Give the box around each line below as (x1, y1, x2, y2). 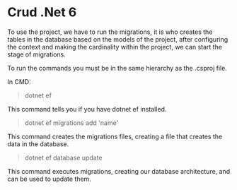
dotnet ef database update (24, 153, 103, 162)
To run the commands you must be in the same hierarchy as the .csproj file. (7, 64, 228, 72)
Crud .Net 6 (7, 4, 77, 20)
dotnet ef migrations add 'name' (24, 118, 119, 127)
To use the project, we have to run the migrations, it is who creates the (7, 28, 213, 36)
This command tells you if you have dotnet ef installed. (7, 105, 167, 113)
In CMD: (7, 77, 31, 85)
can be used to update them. (7, 174, 92, 183)
